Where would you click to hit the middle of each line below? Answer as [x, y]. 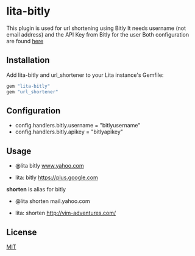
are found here [25, 41]
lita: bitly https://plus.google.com [57, 177]
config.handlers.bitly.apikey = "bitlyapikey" [69, 132]
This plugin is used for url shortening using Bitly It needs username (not [96, 28]
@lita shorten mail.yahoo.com [52, 201]
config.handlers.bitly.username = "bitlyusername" [78, 126]
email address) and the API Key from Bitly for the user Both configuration [98, 34]
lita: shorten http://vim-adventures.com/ [66, 213]
